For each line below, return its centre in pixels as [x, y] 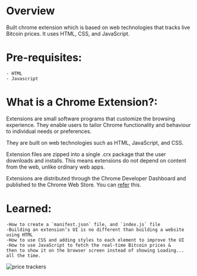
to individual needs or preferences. [49, 131]
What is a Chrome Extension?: [82, 102]
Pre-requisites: [44, 58]
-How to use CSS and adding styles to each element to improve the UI [95, 240]
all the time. [24, 256]
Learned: [29, 208]
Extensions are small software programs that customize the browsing [91, 118]
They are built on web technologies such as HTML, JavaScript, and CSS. [95, 142]
